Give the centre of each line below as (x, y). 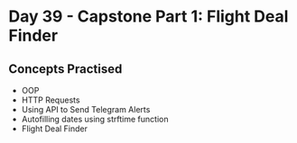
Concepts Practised (65, 69)
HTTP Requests (51, 100)
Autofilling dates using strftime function (95, 119)
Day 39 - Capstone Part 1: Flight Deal (148, 17)
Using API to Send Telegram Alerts (86, 109)
